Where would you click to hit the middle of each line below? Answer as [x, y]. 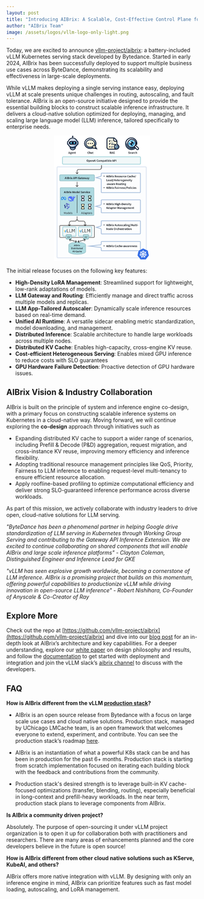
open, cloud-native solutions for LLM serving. [63, 514]
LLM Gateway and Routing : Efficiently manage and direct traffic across [104, 295]
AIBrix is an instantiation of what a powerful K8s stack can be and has [102, 753]
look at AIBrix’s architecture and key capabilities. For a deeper [100, 644]
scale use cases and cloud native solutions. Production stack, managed [104, 722]
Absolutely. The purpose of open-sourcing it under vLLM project [87, 827]
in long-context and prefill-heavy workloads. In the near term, [92, 797]
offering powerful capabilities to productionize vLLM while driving [89, 584]
